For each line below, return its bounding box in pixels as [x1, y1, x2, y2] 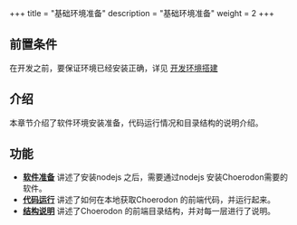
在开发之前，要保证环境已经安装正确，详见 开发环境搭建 [9, 62, 218, 73]
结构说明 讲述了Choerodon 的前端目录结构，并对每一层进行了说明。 [22, 206, 276, 217]
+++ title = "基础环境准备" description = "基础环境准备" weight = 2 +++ [9, 8, 274, 18]
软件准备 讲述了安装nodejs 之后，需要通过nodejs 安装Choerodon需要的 [22, 172, 288, 183]
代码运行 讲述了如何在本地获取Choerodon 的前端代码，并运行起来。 [22, 194, 276, 205]
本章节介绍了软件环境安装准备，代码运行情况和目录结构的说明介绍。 [9, 117, 263, 128]
